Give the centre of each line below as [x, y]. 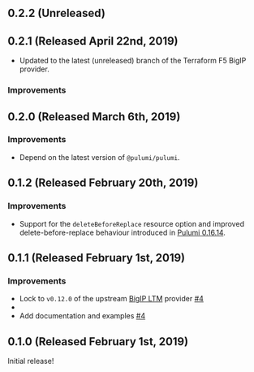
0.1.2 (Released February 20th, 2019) [103, 183]
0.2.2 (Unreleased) [57, 13]
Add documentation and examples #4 [82, 316]
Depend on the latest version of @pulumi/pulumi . [99, 157]
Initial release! [31, 361]
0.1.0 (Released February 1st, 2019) [98, 342]
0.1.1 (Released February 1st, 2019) [97, 258]
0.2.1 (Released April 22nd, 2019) [93, 41]
